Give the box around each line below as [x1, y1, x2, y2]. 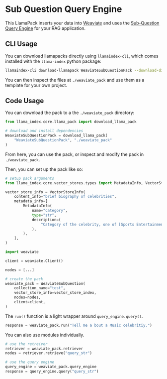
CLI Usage [5, 40, 38, 48]
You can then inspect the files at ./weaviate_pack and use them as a [5, 77, 145, 83]
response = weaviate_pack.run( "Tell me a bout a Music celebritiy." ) [5, 323, 153, 328]
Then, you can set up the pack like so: [5, 166, 83, 172]
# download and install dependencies [5, 128, 83, 133]
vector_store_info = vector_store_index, [14, 290, 97, 295]
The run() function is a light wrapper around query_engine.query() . [5, 313, 143, 319]
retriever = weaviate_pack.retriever [5, 346, 83, 351]
